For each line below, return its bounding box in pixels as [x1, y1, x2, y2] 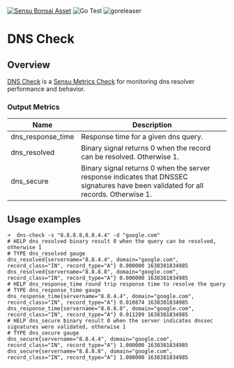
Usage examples [7, 213, 81, 225]
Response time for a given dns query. [81, 132, 203, 142]
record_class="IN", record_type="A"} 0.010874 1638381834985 [7, 299, 189, 307]
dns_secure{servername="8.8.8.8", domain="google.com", [7, 348, 173, 355]
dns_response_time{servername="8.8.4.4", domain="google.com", [7, 293, 195, 300]
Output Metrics [7, 102, 61, 112]
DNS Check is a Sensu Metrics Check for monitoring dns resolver [7, 78, 195, 85]
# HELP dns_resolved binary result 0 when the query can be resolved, [7, 238, 217, 245]
